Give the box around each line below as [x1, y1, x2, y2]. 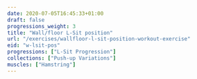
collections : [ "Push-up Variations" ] [7, 55, 117, 62]
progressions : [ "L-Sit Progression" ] [7, 49, 117, 56]
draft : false [7, 16, 45, 23]
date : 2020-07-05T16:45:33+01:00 [7, 10, 104, 17]
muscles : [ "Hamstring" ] [7, 61, 76, 68]
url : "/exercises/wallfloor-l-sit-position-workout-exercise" [7, 36, 191, 43]
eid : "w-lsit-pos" [7, 42, 60, 49]
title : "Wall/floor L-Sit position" [7, 29, 113, 36]
